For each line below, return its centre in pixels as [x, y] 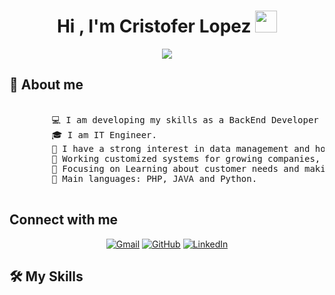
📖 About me [46, 85]
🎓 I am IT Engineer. [104, 134]
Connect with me [64, 220]
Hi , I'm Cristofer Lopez [154, 26]
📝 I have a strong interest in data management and [181, 148]
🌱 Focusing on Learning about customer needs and [175, 168]
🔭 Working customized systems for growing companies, [186, 158]
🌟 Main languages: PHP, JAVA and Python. [154, 178]
